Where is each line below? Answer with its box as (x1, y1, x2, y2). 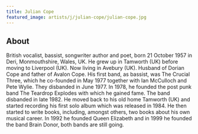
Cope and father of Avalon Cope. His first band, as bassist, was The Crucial (6, 71, 190, 78)
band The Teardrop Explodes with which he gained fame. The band (6, 90, 170, 97)
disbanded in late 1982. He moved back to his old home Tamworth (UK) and (6, 96, 190, 103)
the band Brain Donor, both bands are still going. (6, 121, 124, 128)
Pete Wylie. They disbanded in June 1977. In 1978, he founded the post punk (6, 84, 192, 91)
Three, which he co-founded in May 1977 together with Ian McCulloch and (6, 77, 187, 84)
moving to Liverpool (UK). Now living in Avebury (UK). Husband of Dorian (6, 65, 184, 72)
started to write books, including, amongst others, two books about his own (6, 109, 190, 116)
